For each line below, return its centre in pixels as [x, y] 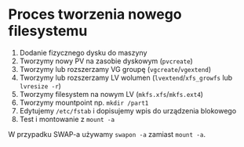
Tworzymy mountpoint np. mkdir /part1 [84, 102]
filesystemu [48, 31]
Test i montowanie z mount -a [67, 119]
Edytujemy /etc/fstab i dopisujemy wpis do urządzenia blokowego [128, 110]
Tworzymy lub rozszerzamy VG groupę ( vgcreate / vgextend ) [115, 69]
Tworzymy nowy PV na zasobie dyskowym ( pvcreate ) [106, 61]
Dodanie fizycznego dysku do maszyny [83, 52]
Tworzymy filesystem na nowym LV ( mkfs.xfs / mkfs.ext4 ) [111, 94]
